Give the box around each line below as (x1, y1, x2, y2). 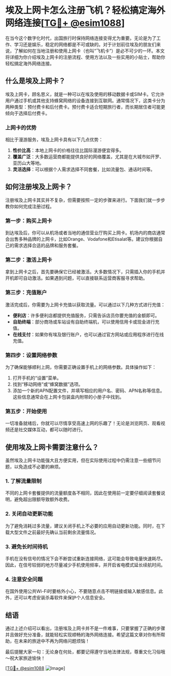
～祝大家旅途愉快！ (5, 655, 46, 661)
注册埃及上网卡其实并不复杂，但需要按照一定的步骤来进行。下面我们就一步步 (5, 197, 165, 203)
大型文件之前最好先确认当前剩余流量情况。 (9, 529, 99, 535)
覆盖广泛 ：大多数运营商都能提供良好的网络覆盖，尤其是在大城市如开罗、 (12, 154, 164, 160)
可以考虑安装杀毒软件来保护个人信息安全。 (18, 594, 108, 601)
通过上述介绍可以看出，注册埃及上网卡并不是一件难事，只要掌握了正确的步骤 (5, 625, 165, 631)
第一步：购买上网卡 (5, 217, 52, 224)
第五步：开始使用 (5, 408, 47, 415)
